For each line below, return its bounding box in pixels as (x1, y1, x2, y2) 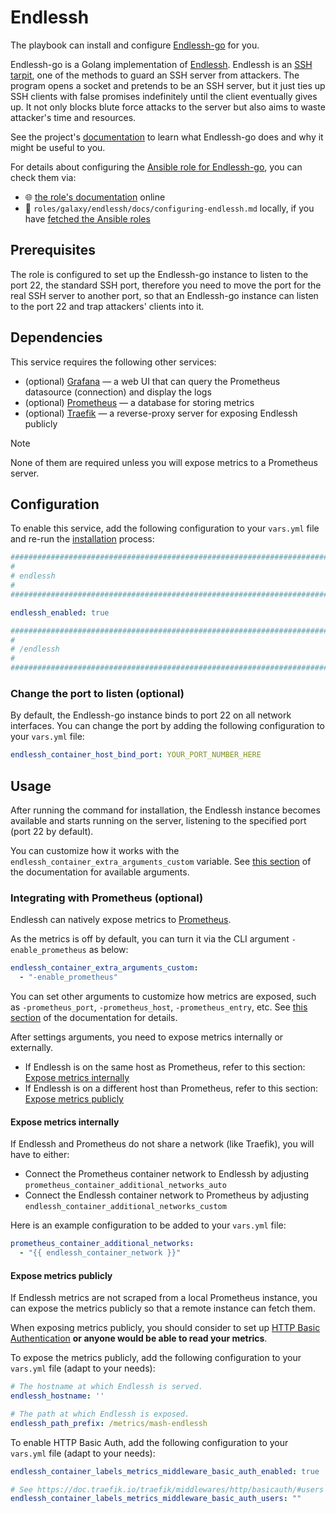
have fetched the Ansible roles (24, 212, 151, 225)
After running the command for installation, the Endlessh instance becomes (10, 804, 321, 816)
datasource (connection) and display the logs (24, 386, 212, 398)
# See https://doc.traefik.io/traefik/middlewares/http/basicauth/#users (10, 1484, 325, 1495)
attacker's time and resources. (10, 111, 137, 123)
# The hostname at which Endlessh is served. (10, 1382, 203, 1392)
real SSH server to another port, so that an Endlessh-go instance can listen (10, 289, 319, 301)
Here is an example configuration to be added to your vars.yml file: (10, 1219, 287, 1231)
